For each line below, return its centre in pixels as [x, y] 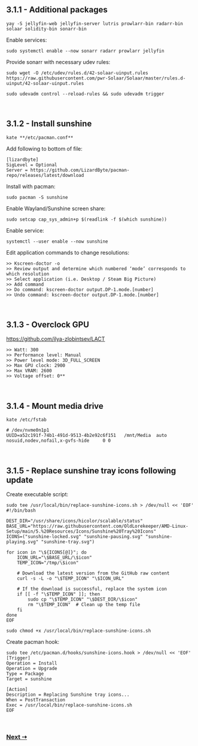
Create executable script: [37, 494]
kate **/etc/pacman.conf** [40, 137]
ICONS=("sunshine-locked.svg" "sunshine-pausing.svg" [75, 537]
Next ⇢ [17, 736]
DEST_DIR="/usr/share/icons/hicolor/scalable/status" [75, 521]
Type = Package [25, 674]
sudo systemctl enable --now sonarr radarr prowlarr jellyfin [85, 51]
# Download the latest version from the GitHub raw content [93, 573]
